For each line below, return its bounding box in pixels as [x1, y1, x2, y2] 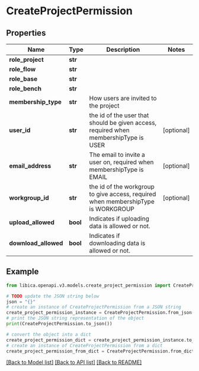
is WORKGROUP [89, 205, 135, 213]
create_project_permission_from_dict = [6, 348, 105, 354]
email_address [9, 162, 52, 170]
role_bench [9, 84, 41, 93]
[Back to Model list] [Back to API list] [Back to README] [6, 359, 142, 366]
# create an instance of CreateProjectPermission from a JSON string [6, 304, 182, 310]
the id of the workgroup [89, 183, 155, 191]
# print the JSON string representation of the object [6, 315, 145, 322]
